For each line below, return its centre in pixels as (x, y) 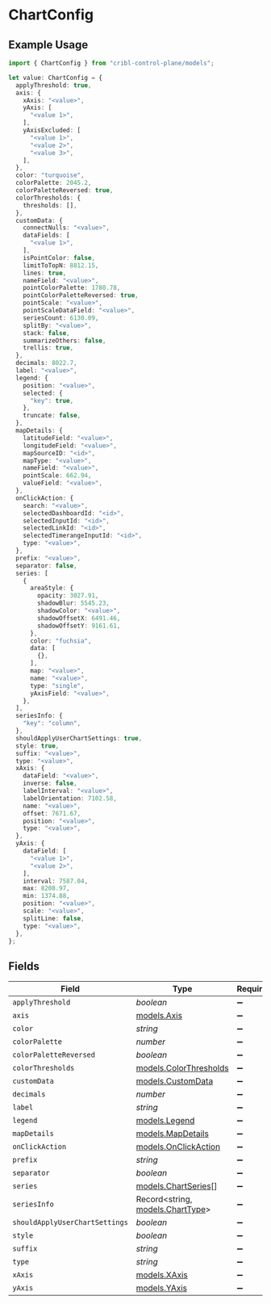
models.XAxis (162, 1275)
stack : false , (46, 333)
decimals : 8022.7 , (47, 363)
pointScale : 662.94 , (57, 476)
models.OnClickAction (178, 1147)
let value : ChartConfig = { (56, 78)
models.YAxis (162, 1288)
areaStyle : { (52, 588)
